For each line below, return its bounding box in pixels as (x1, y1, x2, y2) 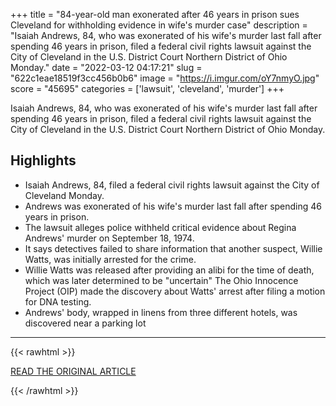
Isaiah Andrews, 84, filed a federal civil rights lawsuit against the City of (24, 179, 320, 191)
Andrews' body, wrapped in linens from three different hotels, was (24, 306, 298, 318)
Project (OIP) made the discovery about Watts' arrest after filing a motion (24, 285, 326, 297)
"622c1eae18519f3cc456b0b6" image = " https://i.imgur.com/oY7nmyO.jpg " (10, 72, 320, 84)
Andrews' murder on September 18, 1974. (24, 232, 195, 244)
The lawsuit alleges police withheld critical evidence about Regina (24, 221, 297, 233)
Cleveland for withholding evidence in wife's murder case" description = (10, 19, 308, 31)
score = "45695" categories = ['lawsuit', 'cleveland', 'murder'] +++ (10, 83, 285, 94)
